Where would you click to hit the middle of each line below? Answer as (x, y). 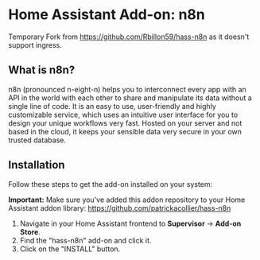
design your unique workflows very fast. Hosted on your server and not (125, 123)
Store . (30, 231)
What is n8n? (42, 70)
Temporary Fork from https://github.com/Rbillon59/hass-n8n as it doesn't (129, 37)
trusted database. (37, 140)
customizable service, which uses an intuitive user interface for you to (123, 114)
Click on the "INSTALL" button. (70, 249)
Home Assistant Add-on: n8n (107, 15)
